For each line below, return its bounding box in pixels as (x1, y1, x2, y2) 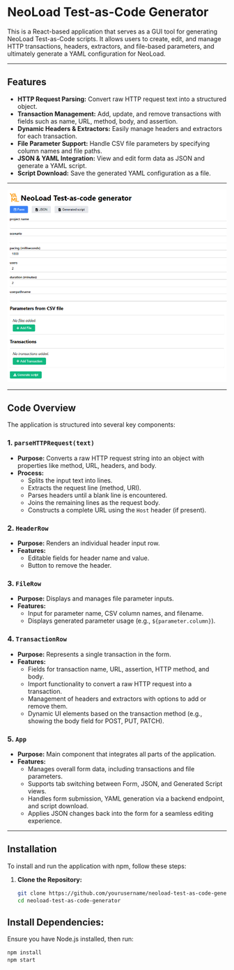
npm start (7, 957, 36, 964)
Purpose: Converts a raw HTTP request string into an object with (17, 454, 204, 462)
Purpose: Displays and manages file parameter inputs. (17, 594, 174, 603)
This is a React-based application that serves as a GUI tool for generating (7, 27, 218, 36)
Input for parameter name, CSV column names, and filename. (27, 609, 204, 618)
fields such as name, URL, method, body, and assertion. (17, 116, 178, 126)
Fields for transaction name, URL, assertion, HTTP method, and (27, 665, 210, 673)
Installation (7, 843, 57, 855)
